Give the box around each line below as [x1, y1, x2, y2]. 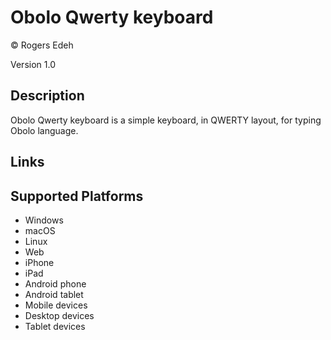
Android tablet [24, 288, 84, 300]
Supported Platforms [10, 187, 144, 205]
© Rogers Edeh [10, 39, 74, 51]
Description [10, 87, 85, 105]
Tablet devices [24, 320, 86, 332]
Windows [24, 214, 64, 226]
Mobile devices [24, 299, 88, 311]
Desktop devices [24, 309, 95, 321]
